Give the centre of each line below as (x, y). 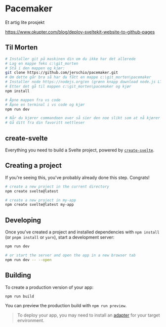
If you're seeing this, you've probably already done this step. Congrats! (77, 177)
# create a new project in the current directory (57, 187)
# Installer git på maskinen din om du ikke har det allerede (70, 59)
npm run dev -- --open (28, 260)
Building (18, 275)
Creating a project (33, 165)
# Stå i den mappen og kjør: (35, 68)
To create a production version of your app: (49, 287)
